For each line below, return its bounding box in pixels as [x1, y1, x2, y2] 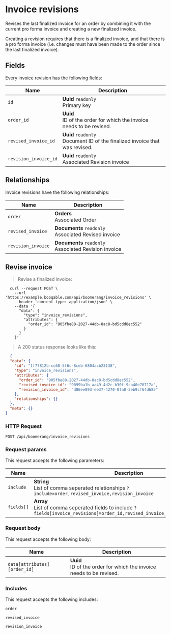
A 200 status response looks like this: [17, 344, 97, 350]
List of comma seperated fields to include [34, 504, 133, 511]
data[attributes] [8, 561, 50, 567]
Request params [5, 446, 47, 453]
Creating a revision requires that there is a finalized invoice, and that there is [5, 36, 165, 42]
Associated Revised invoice [54, 230, 121, 238]
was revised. [62, 143, 93, 151]
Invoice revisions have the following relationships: [5, 189, 109, 195]
